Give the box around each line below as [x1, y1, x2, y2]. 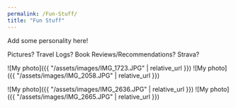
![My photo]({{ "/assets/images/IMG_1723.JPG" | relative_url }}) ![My [7, 64, 207, 72]
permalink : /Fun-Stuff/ [7, 10, 78, 18]
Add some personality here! [7, 36, 89, 44]
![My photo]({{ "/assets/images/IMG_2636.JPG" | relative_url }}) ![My [7, 85, 209, 93]
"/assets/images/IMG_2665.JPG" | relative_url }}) [16, 92, 160, 101]
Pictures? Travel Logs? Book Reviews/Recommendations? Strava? [7, 50, 200, 59]
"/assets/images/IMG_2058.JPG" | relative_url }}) [16, 71, 160, 80]
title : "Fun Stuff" [7, 17, 65, 24]
